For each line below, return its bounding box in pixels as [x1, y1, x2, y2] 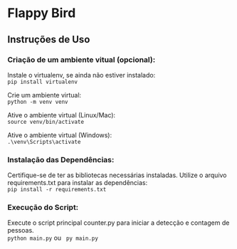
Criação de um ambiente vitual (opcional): [7, 55, 156, 65]
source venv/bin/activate [7, 118, 84, 125]
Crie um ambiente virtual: [7, 90, 82, 99]
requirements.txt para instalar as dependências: [7, 179, 148, 187]
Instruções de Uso [7, 33, 90, 46]
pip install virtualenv [7, 78, 78, 85]
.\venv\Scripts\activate [7, 138, 81, 145]
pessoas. [7, 226, 34, 235]
